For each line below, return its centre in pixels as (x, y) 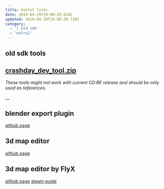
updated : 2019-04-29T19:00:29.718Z (42, 19)
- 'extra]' (21, 33)
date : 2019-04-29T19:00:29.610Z (39, 15)
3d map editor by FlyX (40, 169)
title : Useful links (27, 10)
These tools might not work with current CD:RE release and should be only (82, 83)
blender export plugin (39, 113)
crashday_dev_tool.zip (41, 70)
